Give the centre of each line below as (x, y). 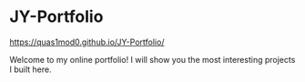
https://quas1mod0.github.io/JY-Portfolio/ (87, 42)
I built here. (30, 69)
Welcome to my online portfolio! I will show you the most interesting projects (152, 59)
